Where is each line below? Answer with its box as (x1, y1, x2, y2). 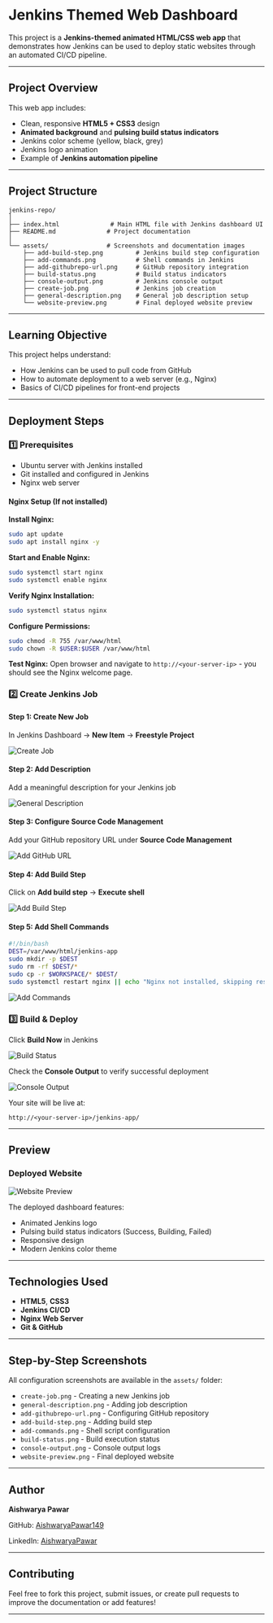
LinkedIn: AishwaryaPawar (8, 1536, 97, 1546)
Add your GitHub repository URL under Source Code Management (8, 834, 232, 844)
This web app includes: (8, 103, 87, 112)
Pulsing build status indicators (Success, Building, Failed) (19, 1227, 212, 1236)
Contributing (8, 1567, 75, 1581)
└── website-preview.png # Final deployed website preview (23, 299, 253, 307)
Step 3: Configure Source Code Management (8, 816, 164, 827)
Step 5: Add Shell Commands (8, 921, 110, 931)
